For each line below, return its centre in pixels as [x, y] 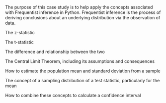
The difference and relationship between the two [55, 52]
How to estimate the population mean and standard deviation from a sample [83, 71]
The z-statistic [20, 32]
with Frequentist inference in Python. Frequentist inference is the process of [83, 12]
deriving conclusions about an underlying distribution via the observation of [83, 18]
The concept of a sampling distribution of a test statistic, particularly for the [83, 80]
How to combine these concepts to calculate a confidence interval [73, 95]
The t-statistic [19, 42]
